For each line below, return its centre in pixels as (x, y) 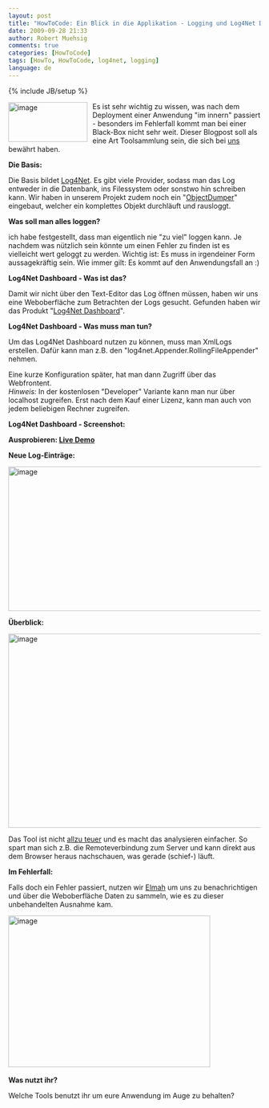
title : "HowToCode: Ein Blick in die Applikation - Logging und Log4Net (132, 23)
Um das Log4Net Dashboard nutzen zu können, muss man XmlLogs (120, 341)
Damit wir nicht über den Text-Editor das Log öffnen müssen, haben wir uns (133, 293)
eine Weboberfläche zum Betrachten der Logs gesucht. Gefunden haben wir (134, 302)
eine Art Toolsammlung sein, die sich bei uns (166, 141)
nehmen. (23, 359)
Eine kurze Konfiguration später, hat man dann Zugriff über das (112, 374)
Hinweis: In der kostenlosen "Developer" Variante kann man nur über (122, 391)
